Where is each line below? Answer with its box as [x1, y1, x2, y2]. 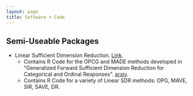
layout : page [6, 8, 39, 15]
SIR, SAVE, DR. [23, 84, 61, 91]
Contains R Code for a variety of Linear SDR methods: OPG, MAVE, [23, 77, 188, 84]
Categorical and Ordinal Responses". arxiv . [23, 71, 129, 78]
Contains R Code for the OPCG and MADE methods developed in [23, 58, 182, 65]
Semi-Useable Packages [6, 36, 99, 46]
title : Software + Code [6, 14, 65, 20]
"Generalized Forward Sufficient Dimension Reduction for [23, 65, 164, 72]
